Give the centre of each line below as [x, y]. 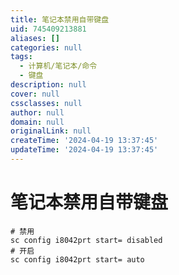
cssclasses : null [46, 103]
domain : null [37, 122]
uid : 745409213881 [48, 29]
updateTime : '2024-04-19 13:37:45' [84, 150]
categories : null [46, 47]
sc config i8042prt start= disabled [86, 240]
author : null [37, 112]
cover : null [35, 94]
